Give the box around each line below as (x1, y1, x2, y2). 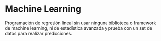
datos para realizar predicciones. (5, 30, 73, 36)
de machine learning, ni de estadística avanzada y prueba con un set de (5, 25, 152, 31)
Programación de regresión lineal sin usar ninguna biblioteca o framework (5, 20, 156, 26)
